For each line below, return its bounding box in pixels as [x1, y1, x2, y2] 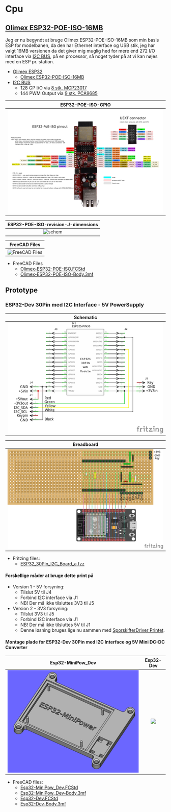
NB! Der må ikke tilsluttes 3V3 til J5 [20, 600, 94, 606]
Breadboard [73, 441, 98, 447]
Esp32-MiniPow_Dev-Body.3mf [20, 790, 87, 796]
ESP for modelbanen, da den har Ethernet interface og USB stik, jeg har [5, 42, 155, 49]
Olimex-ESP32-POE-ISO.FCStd [20, 266, 85, 272]
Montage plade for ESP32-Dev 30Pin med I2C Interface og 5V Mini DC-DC [5, 639, 165, 645]
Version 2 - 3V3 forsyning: [12, 606, 69, 612]
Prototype [5, 286, 38, 295]
